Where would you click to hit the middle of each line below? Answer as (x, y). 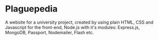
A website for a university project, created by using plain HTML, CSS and (79, 22)
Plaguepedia (31, 9)
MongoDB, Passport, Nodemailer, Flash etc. (49, 32)
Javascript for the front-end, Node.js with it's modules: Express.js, (72, 27)
